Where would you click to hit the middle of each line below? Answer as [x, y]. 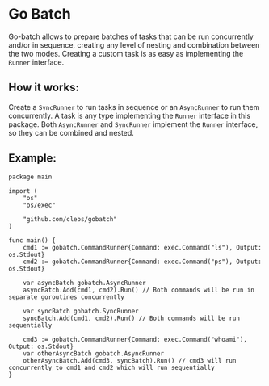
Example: [32, 158]
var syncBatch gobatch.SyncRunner [81, 311]
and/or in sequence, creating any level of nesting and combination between [134, 44]
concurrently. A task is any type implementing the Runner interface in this [130, 115]
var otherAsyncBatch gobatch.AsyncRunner [93, 353]
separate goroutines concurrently [67, 297]
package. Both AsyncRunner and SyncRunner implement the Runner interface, [133, 124]
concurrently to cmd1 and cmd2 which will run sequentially [112, 367]
